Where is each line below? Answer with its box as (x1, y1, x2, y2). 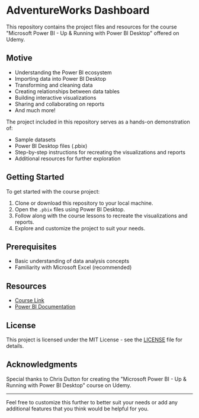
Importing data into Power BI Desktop (14, 75, 107, 82)
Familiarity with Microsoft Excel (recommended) (14, 264, 132, 271)
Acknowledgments (6, 360, 78, 370)
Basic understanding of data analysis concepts (14, 258, 130, 265)
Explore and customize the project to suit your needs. (14, 224, 146, 232)
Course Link (14, 297, 44, 304)
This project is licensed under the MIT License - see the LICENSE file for (6, 336, 182, 343)
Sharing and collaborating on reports (14, 100, 105, 107)
